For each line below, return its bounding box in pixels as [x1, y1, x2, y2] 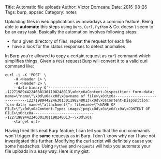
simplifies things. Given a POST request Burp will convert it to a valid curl [5, 58, 148, 64]
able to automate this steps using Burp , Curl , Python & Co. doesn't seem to [5, 24, 154, 30]
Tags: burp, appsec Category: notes [5, 9, 77, 15]
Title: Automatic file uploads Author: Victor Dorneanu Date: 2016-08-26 [5, 4, 147, 10]
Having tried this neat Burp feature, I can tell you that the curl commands [5, 128, 150, 133]
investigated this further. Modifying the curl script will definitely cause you [5, 138, 153, 143]
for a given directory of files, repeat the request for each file [12, 38, 132, 44]
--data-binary [14, 85, 42, 90]
